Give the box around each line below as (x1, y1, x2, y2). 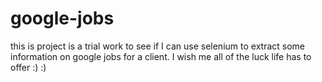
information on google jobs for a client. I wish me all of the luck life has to (10, 50, 312, 62)
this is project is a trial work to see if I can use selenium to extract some (10, 40, 305, 52)
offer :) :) (10, 61, 47, 73)
